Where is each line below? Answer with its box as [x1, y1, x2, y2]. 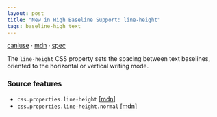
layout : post [7, 10, 44, 17]
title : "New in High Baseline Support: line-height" [7, 16, 161, 23]
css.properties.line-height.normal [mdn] [16, 102, 138, 110]
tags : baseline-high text [7, 23, 81, 29]
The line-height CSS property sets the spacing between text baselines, [7, 55, 211, 63]
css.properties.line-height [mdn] [16, 94, 116, 103]
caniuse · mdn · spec [7, 42, 66, 50]
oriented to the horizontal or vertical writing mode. [7, 62, 149, 70]
